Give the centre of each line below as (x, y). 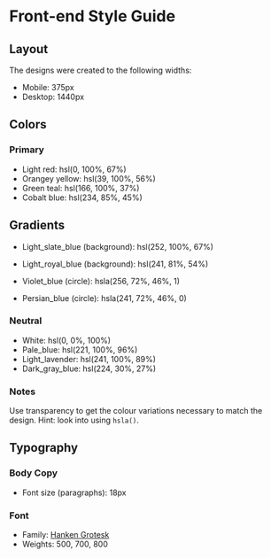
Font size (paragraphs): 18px (74, 492)
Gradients (37, 225)
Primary (27, 150)
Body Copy (34, 473)
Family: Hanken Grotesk (66, 535)
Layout (29, 49)
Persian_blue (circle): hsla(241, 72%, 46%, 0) (105, 298)
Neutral (26, 321)
